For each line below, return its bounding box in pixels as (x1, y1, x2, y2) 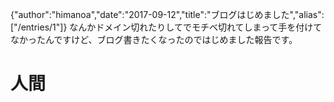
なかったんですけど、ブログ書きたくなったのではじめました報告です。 (10, 34, 298, 45)
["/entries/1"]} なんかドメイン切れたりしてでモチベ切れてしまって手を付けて (10, 21, 323, 33)
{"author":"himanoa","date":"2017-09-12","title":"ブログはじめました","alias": (10, 9, 325, 20)
